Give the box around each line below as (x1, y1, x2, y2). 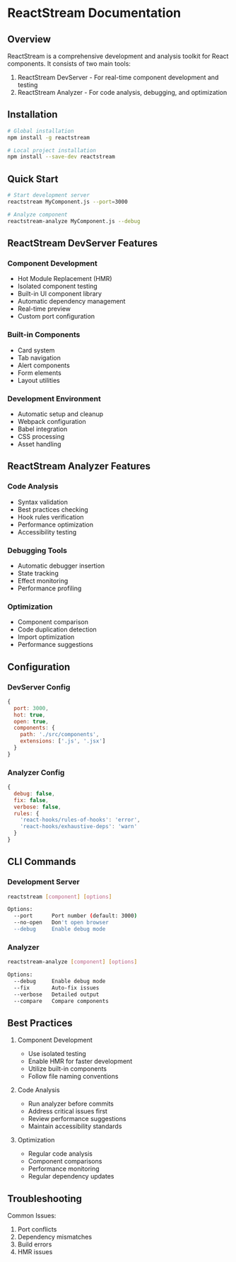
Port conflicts (17, 1225, 57, 1234)
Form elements (17, 368, 61, 377)
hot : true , (13, 711, 46, 718)
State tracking (17, 568, 59, 578)
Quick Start (7, 173, 59, 185)
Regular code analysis (28, 1149, 93, 1158)
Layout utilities (17, 376, 60, 384)
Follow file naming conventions (28, 1072, 119, 1081)
